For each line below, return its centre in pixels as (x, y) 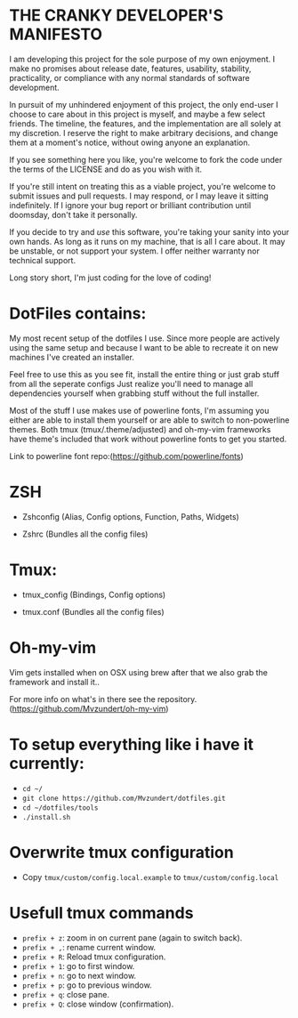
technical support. (43, 260)
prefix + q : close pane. (65, 994)
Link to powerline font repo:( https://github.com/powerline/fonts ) (127, 456)
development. (34, 87)
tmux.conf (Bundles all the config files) (93, 611)
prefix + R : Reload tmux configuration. (94, 957)
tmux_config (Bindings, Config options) (94, 594)
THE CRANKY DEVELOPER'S (117, 16)
